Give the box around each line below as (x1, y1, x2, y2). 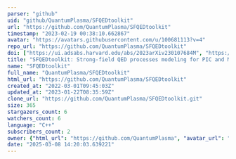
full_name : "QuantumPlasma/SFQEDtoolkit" (7, 69, 131, 76)
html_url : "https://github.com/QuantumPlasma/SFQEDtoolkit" (7, 75, 188, 83)
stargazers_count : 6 (7, 108, 68, 115)
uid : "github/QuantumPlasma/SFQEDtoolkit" (7, 17, 133, 24)
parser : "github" (7, 10, 58, 18)
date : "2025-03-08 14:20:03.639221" (7, 141, 114, 148)
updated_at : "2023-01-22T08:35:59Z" (7, 89, 114, 96)
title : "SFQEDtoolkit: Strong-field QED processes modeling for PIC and (7, 56, 225, 63)
